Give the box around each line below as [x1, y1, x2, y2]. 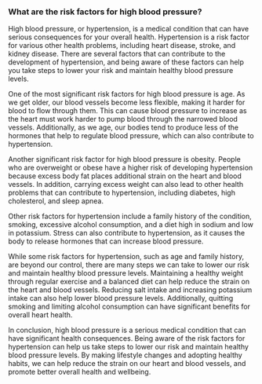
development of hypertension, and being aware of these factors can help [8, 57, 245, 67]
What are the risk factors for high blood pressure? [8, 6, 202, 17]
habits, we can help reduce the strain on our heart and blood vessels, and [8, 359, 246, 368]
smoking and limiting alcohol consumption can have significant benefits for [8, 302, 251, 312]
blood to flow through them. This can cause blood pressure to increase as [8, 106, 247, 115]
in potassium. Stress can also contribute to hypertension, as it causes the [8, 229, 246, 238]
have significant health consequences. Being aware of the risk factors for [8, 334, 246, 343]
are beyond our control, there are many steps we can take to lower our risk [8, 260, 249, 269]
